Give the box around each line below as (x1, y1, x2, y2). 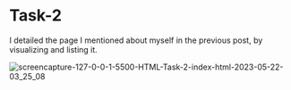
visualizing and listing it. (9, 44, 98, 54)
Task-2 (9, 5, 63, 26)
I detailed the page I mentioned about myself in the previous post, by (9, 35, 263, 45)
